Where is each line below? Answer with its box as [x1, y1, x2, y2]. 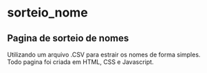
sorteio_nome [7, 5, 88, 21]
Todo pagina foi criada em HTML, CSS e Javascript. [7, 58, 154, 66]
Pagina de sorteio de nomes [7, 32, 129, 44]
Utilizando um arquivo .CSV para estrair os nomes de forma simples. [7, 50, 201, 59]
